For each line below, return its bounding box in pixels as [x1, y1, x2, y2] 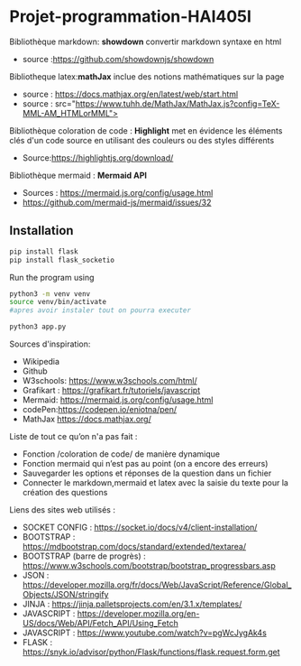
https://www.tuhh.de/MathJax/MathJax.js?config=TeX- [75, 97, 280, 109]
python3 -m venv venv [9, 289, 91, 299]
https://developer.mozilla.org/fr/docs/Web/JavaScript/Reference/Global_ [22, 579, 292, 590]
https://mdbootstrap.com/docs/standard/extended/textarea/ [22, 541, 246, 551]
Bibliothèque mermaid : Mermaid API [9, 170, 147, 180]
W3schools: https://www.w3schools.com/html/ [22, 375, 197, 385]
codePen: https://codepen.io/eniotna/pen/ [22, 404, 178, 414]
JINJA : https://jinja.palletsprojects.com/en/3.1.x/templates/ [22, 598, 242, 609]
